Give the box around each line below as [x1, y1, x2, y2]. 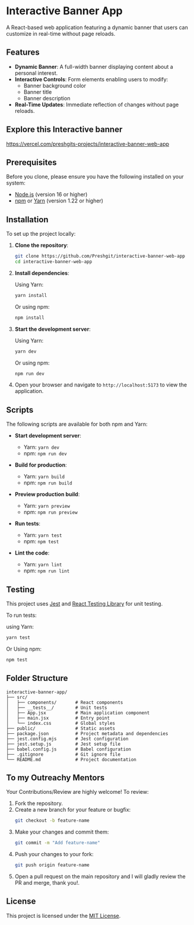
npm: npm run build [23, 479, 72, 486]
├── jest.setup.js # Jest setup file [6, 741, 120, 747]
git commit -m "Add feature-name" [14, 840, 100, 846]
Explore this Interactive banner [6, 125, 123, 135]
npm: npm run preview [23, 509, 78, 516]
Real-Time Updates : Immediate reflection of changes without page [14, 101, 179, 108]
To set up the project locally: [6, 230, 76, 237]
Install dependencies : [14, 269, 69, 277]
